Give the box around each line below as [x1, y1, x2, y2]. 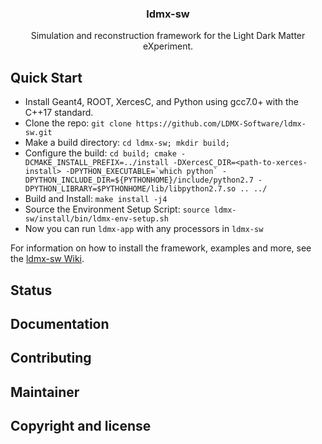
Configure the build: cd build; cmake [24, 147, 177, 159]
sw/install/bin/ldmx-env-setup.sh [24, 214, 169, 224]
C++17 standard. [24, 107, 94, 119]
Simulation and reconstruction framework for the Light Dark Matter [30, 30, 306, 42]
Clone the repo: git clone [24, 117, 132, 129]
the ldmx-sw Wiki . [10, 253, 85, 265]
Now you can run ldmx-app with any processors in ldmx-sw [24, 223, 264, 235]
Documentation [10, 315, 110, 332]
